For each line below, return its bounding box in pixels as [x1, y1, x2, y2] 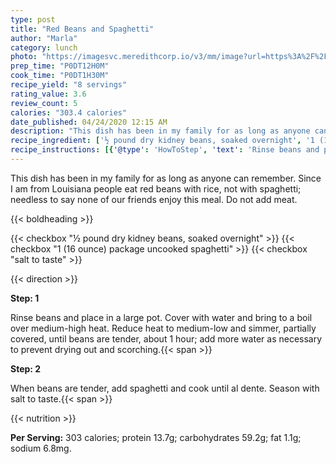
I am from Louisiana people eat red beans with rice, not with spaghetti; [10, 182, 302, 195]
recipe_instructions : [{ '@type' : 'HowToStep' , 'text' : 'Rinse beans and [10, 145, 320, 155]
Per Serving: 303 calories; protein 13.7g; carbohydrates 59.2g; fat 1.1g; [10, 431, 302, 443]
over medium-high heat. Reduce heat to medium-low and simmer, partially [10, 322, 317, 334]
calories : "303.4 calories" [10, 107, 128, 118]
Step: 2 [10, 362, 42, 375]
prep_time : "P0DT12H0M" [10, 61, 110, 71]
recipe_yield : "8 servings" [10, 80, 128, 90]
